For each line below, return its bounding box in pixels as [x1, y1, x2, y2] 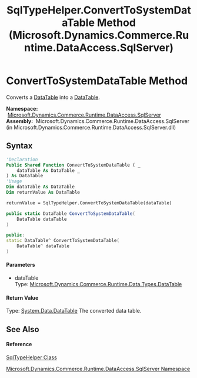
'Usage [6, 178, 22, 184]
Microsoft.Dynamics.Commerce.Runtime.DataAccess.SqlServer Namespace [6, 365, 191, 372]
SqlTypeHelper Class [6, 354, 57, 361]
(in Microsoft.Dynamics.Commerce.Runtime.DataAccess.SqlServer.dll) [6, 124, 176, 131]
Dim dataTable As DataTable [6, 184, 75, 190]
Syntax [6, 141, 33, 151]
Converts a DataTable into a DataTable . [6, 94, 100, 101]
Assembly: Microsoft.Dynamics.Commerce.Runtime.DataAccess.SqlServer [6, 117, 190, 124]
